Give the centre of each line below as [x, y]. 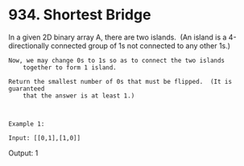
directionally [29, 45]
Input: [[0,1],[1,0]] [45, 138]
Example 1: [27, 124]
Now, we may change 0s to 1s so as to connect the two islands [117, 60]
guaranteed [27, 89]
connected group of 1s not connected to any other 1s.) [141, 45]
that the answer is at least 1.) [79, 95]
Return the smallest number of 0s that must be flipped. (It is [120, 81]
